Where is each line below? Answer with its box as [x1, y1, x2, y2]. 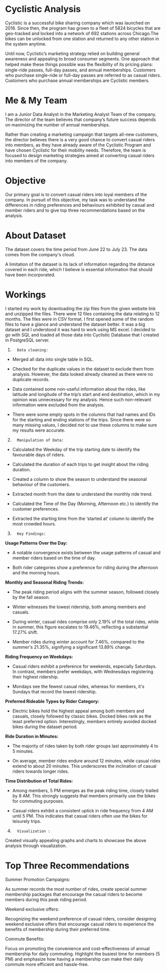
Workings [5, 289, 46, 300]
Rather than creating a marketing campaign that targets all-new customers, [5, 131, 159, 137]
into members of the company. [5, 158, 68, 164]
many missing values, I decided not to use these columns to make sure [12, 422, 157, 428]
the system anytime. [5, 41, 47, 47]
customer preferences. [12, 506, 59, 512]
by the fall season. [12, 594, 51, 600]
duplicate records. [12, 376, 50, 382]
